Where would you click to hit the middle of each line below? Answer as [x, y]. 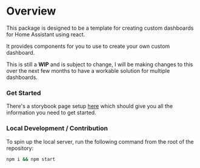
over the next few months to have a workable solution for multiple [88, 70]
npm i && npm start [31, 159]
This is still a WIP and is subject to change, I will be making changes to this [100, 64]
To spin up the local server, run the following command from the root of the [100, 141]
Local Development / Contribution [57, 129]
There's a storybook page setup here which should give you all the [90, 106]
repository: [20, 148]
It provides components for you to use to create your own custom [88, 46]
